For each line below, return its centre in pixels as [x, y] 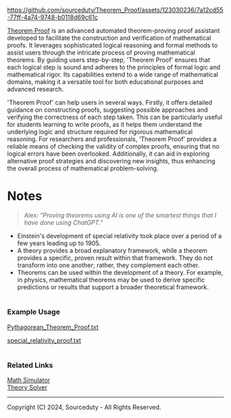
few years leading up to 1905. [59, 243]
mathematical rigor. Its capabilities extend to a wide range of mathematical [113, 74]
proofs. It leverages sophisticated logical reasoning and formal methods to [112, 45]
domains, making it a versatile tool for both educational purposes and [105, 82]
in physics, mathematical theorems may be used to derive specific [111, 280]
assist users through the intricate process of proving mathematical [101, 52]
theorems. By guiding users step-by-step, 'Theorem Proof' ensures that [109, 60]
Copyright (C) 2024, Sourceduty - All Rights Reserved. [84, 407]
